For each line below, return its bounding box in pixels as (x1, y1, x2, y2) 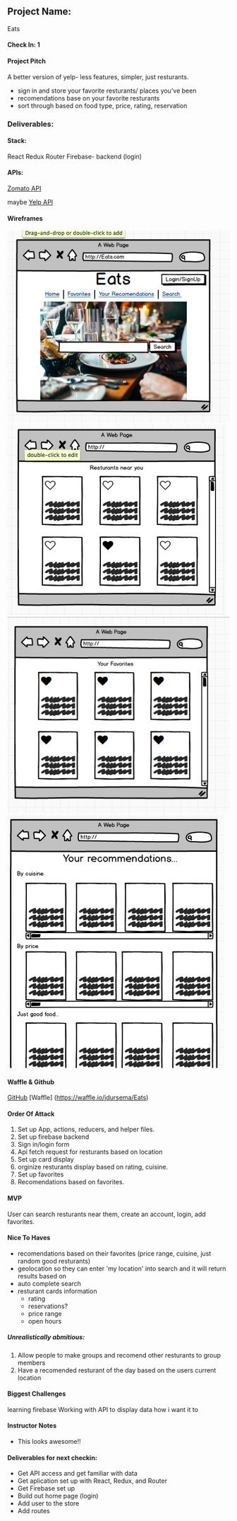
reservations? (28, 1302, 68, 1310)
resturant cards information (17, 1287, 97, 1295)
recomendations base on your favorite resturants (17, 93, 160, 102)
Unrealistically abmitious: (7, 1333, 85, 1341)
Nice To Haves (7, 1234, 51, 1242)
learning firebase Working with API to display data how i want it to (7, 1405, 199, 1413)
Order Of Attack (7, 1109, 55, 1118)
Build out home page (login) (17, 1492, 99, 1500)
